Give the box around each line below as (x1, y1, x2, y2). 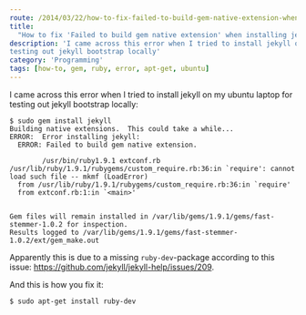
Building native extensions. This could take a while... (9, 124, 234, 133)
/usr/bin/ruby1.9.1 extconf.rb (42, 156, 161, 165)
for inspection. (66, 219, 128, 229)
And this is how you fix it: (9, 279, 104, 290)
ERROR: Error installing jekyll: (9, 132, 141, 141)
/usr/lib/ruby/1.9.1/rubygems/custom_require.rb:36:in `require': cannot (9, 164, 296, 173)
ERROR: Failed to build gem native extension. (17, 140, 198, 149)
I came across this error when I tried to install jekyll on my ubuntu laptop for (9, 88, 293, 100)
